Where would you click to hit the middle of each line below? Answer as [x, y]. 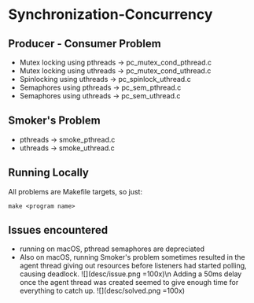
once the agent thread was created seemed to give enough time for [129, 283]
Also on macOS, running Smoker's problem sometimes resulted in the [132, 257]
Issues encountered [58, 230]
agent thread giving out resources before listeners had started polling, [133, 266]
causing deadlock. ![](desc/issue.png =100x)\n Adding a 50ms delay [131, 274]
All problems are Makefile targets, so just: [75, 191]
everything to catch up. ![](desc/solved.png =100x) [102, 291]
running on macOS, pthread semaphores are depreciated [112, 249]
